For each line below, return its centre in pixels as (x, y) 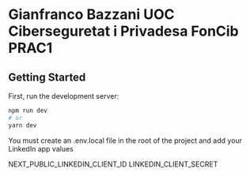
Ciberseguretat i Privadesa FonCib (123, 31)
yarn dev (23, 125)
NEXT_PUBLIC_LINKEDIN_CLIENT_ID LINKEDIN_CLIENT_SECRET (113, 164)
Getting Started (47, 77)
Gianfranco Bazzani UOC (91, 15)
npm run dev (28, 110)
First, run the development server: (64, 96)
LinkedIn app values (41, 148)
